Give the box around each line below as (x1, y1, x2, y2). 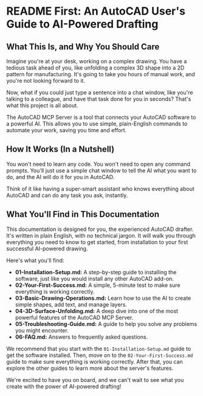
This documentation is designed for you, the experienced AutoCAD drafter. (6, 225, 194, 233)
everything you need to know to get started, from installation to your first (6, 238, 188, 246)
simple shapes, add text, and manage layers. (15, 300, 128, 308)
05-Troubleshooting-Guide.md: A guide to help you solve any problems (15, 320, 198, 327)
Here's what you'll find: (6, 256, 64, 264)
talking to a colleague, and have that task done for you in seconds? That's (6, 96, 191, 102)
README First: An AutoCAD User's (6, 4, 185, 18)
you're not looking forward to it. (6, 77, 86, 84)
